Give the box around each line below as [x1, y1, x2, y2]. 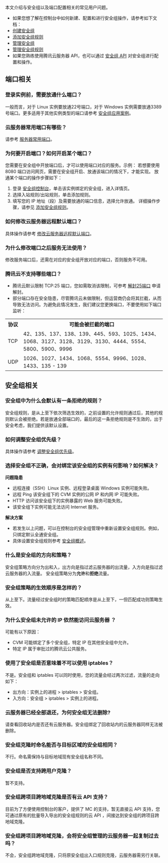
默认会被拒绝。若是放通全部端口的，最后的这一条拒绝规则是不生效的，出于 [9, 416, 163, 422]
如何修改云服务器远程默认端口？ [5, 218, 82, 225]
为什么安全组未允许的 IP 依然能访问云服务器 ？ [5, 617, 116, 624]
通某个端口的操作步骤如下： [5, 175, 62, 181]
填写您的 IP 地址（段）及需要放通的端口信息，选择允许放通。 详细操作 [12, 198, 156, 204]
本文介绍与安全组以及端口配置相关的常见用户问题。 [5, 5, 110, 10]
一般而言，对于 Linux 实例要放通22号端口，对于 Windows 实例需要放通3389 [5, 103, 161, 109]
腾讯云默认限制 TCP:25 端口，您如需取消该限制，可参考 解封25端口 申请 [12, 283, 161, 289]
